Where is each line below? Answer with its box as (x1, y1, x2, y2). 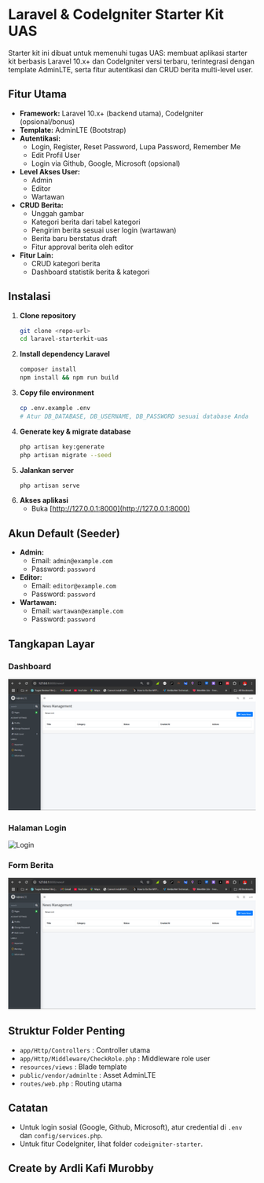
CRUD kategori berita (31, 258, 101, 268)
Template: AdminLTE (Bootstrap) (19, 125, 127, 134)
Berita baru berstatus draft (31, 233, 118, 243)
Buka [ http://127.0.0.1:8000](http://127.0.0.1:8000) (31, 504, 191, 514)
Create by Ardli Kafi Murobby (8, 1162, 155, 1175)
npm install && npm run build (19, 374, 119, 382)
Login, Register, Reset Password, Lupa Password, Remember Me (31, 141, 241, 151)
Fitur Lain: (19, 250, 53, 260)
